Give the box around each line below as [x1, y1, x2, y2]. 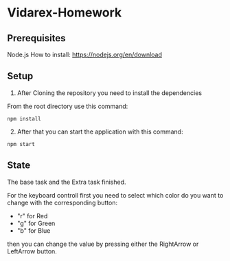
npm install [7, 115, 41, 122]
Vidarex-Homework [7, 5, 122, 21]
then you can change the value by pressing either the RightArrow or [7, 240, 199, 248]
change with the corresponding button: [7, 198, 118, 207]
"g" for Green [16, 219, 56, 227]
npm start [7, 140, 36, 147]
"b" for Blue [16, 226, 51, 235]
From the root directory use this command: [7, 102, 128, 110]
